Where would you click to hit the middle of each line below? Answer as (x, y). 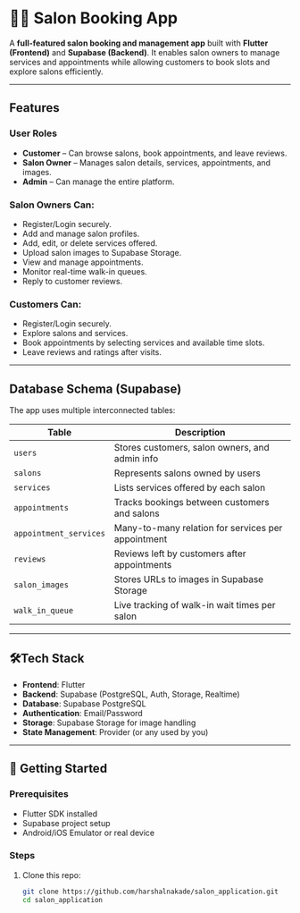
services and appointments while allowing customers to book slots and (140, 62)
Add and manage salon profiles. (81, 233)
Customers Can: (46, 304)
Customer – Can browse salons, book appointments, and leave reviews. (154, 153)
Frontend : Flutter (54, 684)
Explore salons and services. (75, 334)
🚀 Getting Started (58, 769)
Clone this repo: (51, 875)
